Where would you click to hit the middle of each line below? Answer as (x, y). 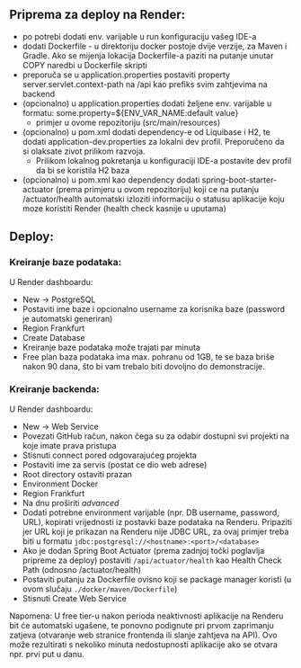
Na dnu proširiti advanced (71, 503)
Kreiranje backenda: (55, 389)
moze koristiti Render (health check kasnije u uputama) (124, 208)
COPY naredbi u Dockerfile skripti (85, 65)
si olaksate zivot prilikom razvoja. (84, 151)
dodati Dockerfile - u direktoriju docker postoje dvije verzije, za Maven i (155, 46)
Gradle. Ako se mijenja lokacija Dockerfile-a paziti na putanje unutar (148, 55)
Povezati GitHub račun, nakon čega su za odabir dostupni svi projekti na (156, 436)
